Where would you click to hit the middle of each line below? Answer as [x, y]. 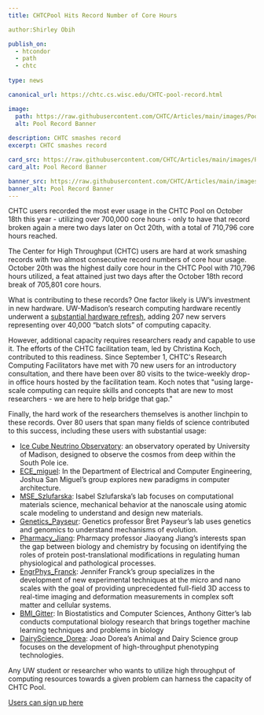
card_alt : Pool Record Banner [58, 167]
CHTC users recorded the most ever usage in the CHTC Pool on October [126, 211]
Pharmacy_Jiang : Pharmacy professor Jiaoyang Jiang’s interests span [132, 538]
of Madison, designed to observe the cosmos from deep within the [127, 454]
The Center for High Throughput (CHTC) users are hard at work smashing [128, 251]
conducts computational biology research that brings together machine [135, 622]
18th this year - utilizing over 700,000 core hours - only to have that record [129, 219]
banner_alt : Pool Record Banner [61, 189]
